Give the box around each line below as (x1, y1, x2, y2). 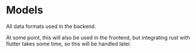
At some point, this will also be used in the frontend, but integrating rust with (6, 34, 190, 41)
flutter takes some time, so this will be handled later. (6, 40, 132, 47)
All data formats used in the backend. (6, 23, 97, 30)
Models (6, 3, 43, 17)
